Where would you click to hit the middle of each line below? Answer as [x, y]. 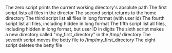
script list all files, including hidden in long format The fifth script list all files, [86, 23]
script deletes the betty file [34, 45]
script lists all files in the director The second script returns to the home [81, 13]
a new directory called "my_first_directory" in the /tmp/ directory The [78, 34]
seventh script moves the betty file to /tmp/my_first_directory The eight [80, 40]
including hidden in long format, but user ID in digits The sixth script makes [85, 29]
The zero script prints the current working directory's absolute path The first [86, 7]
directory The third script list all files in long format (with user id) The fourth [85, 18]
